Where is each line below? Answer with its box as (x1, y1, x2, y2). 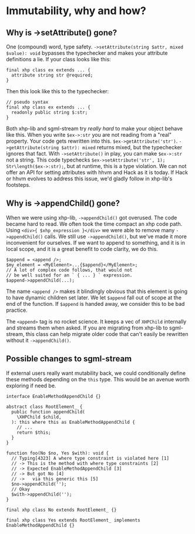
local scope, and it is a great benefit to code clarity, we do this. (6, 245, 159, 252)
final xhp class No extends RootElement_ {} (6, 507, 117, 513)
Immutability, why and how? (6, 4, 147, 18)
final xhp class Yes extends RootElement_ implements (6, 517, 141, 523)
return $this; (16, 429, 51, 436)
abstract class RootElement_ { (6, 404, 83, 410)
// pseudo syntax (6, 99, 49, 105)
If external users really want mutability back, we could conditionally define (6, 370, 186, 377)
